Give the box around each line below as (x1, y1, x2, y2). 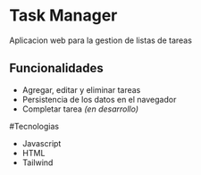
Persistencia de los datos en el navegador (21, 94, 177, 104)
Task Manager (9, 5, 118, 26)
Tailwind (21, 157, 54, 168)
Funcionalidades (9, 61, 105, 76)
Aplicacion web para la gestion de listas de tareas (9, 35, 192, 46)
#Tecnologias (9, 121, 60, 131)
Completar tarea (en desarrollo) (21, 104, 139, 114)
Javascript (21, 137, 62, 148)
